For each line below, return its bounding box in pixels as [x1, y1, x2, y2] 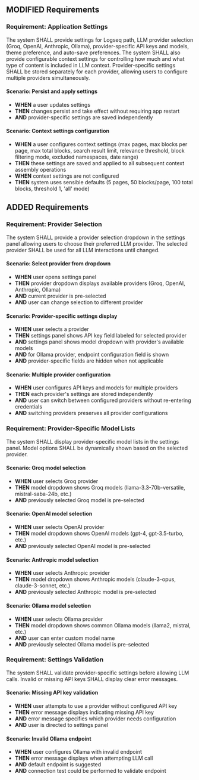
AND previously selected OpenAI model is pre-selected [14, 543, 151, 550]
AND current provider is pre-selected [14, 292, 106, 299]
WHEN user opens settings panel [14, 273, 97, 280]
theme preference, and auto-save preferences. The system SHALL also [6, 49, 181, 56]
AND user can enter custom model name [14, 634, 115, 642]
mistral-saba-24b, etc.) [14, 490, 72, 497]
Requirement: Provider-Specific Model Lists [6, 425, 135, 433]
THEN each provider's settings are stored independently [14, 391, 153, 398]
